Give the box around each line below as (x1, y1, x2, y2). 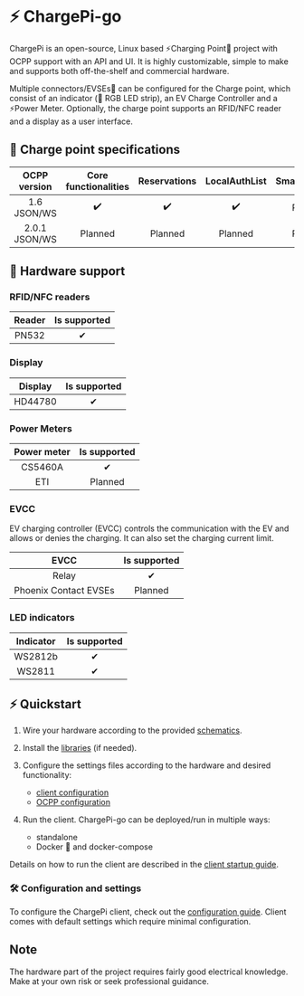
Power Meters (9, 422, 72, 434)
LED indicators (9, 612, 75, 624)
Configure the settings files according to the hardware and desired (22, 760, 271, 771)
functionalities (65, 180, 129, 193)
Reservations (138, 175, 197, 187)
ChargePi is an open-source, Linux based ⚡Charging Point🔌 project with (9, 43, 279, 53)
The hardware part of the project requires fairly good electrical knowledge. (9, 966, 289, 977)
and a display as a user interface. (9, 116, 134, 127)
